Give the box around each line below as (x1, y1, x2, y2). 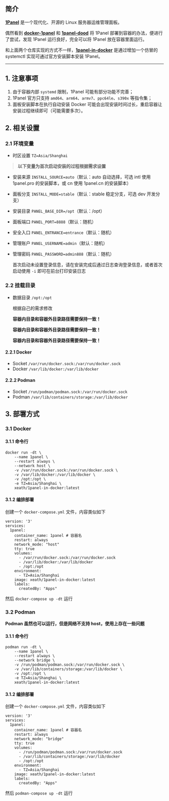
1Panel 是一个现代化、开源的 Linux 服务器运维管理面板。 (5, 19, 122, 25)
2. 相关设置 (5, 124, 40, 132)
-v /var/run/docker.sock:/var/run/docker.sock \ (14, 468, 118, 473)
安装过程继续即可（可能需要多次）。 (12, 108, 86, 114)
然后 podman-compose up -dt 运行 (5, 790, 73, 796)
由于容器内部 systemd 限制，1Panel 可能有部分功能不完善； (12, 88, 134, 94)
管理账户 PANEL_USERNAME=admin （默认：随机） (12, 240, 108, 246)
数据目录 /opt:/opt (12, 294, 52, 301)
